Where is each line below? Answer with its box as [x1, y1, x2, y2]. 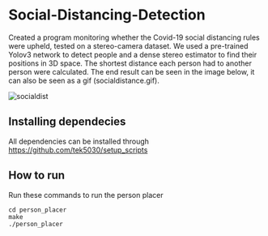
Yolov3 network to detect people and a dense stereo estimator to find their [8, 49, 257, 59]
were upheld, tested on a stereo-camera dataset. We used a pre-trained [8, 41, 249, 50]
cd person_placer [8, 205, 67, 214]
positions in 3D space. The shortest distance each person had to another [8, 58, 253, 68]
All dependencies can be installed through [8, 136, 150, 146]
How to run [8, 169, 66, 182]
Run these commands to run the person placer [8, 190, 164, 200]
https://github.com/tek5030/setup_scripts [8, 144, 148, 155]
